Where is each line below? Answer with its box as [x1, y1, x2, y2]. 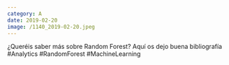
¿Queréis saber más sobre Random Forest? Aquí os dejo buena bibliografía [7, 43, 222, 51]
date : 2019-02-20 [7, 17, 58, 24]
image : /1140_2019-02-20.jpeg [7, 23, 96, 30]
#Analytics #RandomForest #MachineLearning [7, 50, 141, 58]
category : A [7, 10, 42, 17]
